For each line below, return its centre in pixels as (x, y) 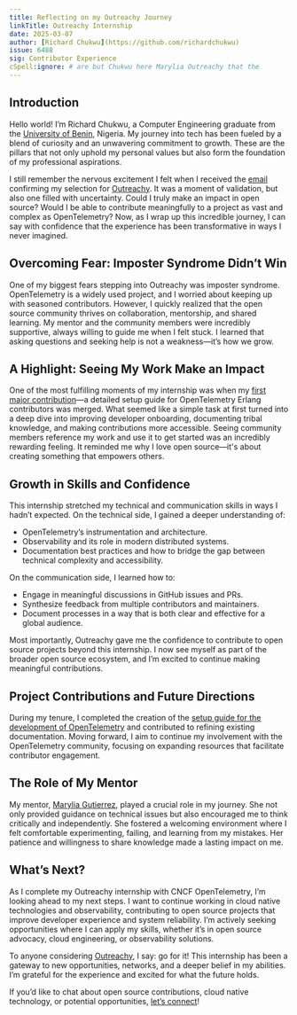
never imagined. (39, 235)
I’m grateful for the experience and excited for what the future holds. (134, 974)
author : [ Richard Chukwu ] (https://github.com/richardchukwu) (125, 42)
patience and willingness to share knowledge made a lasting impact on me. (146, 842)
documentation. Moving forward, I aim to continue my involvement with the (146, 736)
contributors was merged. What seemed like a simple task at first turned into (149, 410)
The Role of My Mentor (74, 783)
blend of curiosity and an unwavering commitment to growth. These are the (147, 143)
